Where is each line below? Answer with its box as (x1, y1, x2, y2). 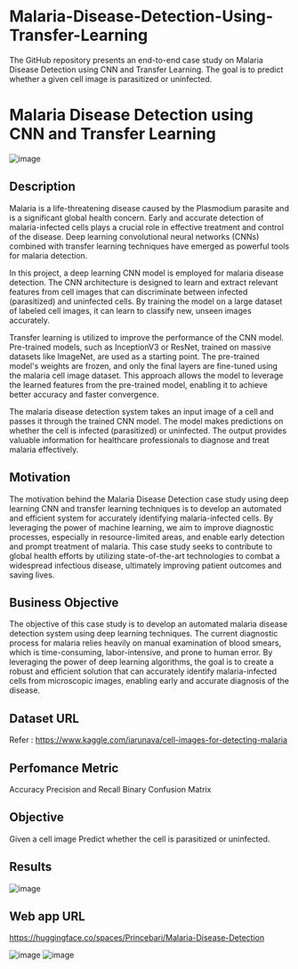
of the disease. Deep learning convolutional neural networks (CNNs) (9, 231, 260, 242)
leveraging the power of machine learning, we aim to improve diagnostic (9, 521, 274, 532)
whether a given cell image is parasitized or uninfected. (9, 73, 213, 84)
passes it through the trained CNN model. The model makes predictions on (9, 415, 284, 426)
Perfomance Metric (9, 760, 119, 776)
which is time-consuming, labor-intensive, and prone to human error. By (9, 647, 273, 658)
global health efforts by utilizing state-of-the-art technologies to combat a (9, 550, 280, 561)
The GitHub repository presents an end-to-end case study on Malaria (9, 54, 264, 65)
